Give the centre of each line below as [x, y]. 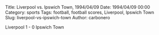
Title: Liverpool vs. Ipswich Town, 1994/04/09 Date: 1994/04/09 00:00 [78, 7]
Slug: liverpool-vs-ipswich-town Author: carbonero [58, 17]
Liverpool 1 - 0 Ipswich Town [35, 27]
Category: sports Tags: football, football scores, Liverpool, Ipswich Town [80, 12]
